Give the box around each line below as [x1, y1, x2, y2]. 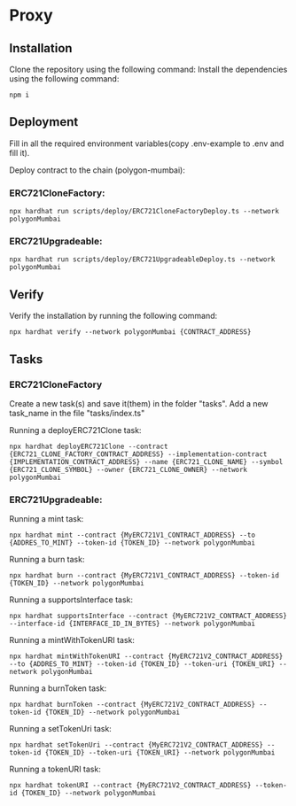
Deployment [9, 114, 79, 129]
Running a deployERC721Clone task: [9, 424, 142, 435]
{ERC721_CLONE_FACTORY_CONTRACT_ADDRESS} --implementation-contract [9, 449, 268, 459]
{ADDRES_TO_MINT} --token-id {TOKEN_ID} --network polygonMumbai [9, 539, 255, 547]
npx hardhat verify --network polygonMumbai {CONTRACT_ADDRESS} [9, 328, 252, 337]
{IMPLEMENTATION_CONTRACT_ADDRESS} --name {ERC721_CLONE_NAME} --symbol [9, 457, 284, 466]
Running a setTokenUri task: [9, 724, 113, 734]
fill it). [9, 147, 30, 158]
